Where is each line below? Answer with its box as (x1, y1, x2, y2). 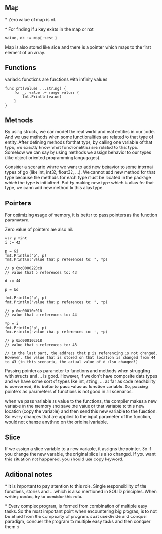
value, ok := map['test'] (5, 36, 57, 40)
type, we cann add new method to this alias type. (5, 185, 104, 191)
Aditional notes (5, 470, 53, 479)
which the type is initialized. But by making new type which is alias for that (5, 180, 154, 185)
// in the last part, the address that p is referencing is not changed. (5, 351, 158, 356)
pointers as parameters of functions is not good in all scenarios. (5, 389, 133, 395)
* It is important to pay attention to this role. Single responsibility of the (5, 483, 147, 489)
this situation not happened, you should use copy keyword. (5, 456, 124, 462)
